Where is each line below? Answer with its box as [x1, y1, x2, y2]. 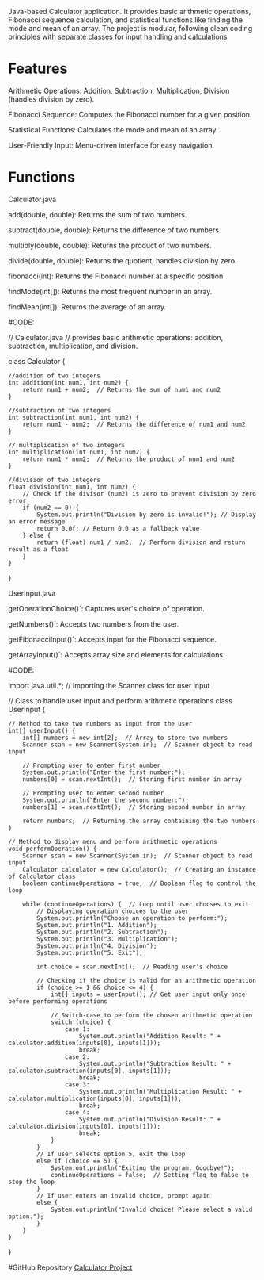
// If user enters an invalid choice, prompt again [36, 1191, 211, 1200]
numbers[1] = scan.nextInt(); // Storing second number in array [22, 803, 246, 811]
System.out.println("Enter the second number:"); [22, 796, 190, 804]
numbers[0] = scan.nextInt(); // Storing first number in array [22, 775, 243, 784]
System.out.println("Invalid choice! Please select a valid [50, 1205, 253, 1213]
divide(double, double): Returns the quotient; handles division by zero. [8, 255, 237, 265]
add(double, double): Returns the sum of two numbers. [8, 209, 187, 219]
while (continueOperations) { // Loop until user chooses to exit [22, 900, 249, 908]
